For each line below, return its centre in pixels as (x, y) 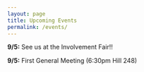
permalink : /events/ (38, 27)
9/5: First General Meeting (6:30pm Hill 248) (72, 61)
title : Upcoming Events (42, 20)
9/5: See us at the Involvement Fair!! (60, 47)
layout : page (26, 14)
